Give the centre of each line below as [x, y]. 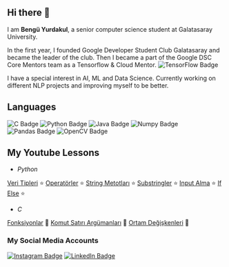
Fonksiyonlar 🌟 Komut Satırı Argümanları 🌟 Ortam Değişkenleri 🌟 [98, 223]
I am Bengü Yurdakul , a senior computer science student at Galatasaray [110, 29]
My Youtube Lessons [53, 153]
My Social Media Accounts [53, 241]
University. [22, 37]
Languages [32, 107]
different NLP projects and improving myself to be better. [88, 85]
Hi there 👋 [29, 13]
